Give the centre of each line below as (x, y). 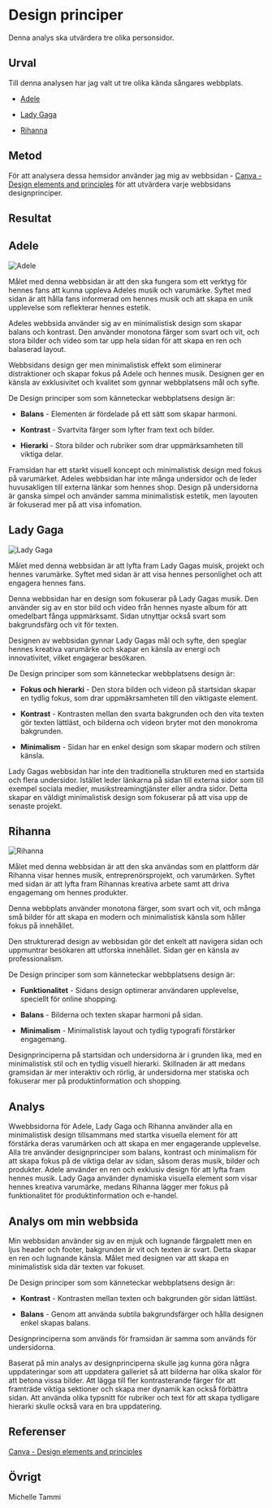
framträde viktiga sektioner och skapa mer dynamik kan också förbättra (128, 1389)
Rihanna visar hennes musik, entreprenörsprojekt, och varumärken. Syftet (132, 875)
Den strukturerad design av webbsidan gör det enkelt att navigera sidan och (136, 942)
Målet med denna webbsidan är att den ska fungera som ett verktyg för (128, 281)
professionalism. (36, 959)
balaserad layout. (37, 349)
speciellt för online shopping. (69, 999)
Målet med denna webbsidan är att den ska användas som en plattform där (134, 867)
